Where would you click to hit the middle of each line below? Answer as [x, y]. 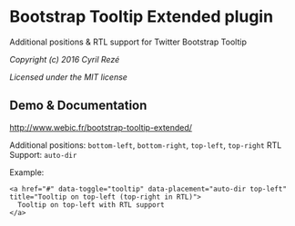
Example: [27, 172]
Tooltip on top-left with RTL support [92, 205]
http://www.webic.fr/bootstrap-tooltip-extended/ [101, 127]
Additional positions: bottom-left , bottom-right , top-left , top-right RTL [146, 145]
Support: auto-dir [43, 154]
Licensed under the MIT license [68, 77]
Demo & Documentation [78, 106]
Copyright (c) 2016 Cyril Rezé [65, 59]
